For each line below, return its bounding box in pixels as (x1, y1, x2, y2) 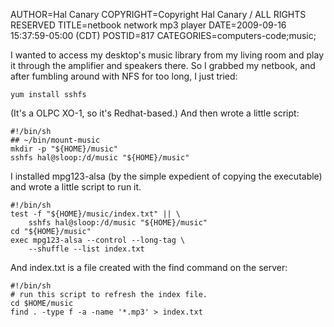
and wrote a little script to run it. (10, 181, 142, 193)
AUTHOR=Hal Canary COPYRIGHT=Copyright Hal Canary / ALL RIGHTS (10, 9, 307, 20)
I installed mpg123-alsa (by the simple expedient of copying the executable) (10, 170, 323, 182)
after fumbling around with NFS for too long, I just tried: (10, 70, 238, 82)
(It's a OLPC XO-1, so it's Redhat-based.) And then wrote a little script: (10, 107, 300, 119)
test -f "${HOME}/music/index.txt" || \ (10, 209, 182, 219)
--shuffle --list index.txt (28, 244, 145, 254)
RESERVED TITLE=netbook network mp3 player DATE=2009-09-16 (10, 19, 287, 31)
